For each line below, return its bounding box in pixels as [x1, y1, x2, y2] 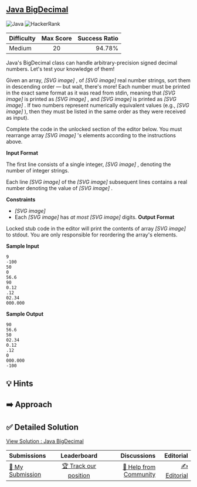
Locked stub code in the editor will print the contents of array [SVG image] [6, 225, 186, 232]
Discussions [120, 452, 156, 460]
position [67, 472, 90, 480]
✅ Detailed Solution [6, 422, 79, 432]
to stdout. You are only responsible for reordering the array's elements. [6, 231, 178, 238]
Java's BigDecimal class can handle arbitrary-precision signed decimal [6, 59, 178, 66]
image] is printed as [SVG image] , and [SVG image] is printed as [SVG [6, 95, 177, 102]
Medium [9, 44, 32, 52]
